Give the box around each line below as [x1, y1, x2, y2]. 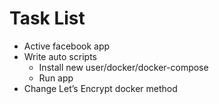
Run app [38, 72, 74, 84]
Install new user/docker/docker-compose [38, 61, 209, 73]
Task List [9, 7, 86, 30]
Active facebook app [23, 40, 111, 52]
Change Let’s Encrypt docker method [23, 82, 178, 94]
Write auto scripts [23, 50, 97, 62]
